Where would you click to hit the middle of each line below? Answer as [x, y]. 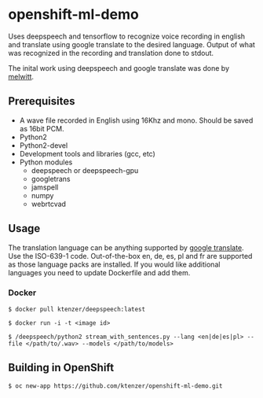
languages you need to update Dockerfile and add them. [99, 272]
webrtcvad [49, 204]
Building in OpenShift [61, 368]
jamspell [45, 187]
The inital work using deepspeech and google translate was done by [119, 68]
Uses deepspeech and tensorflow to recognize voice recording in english [127, 36]
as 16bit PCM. [42, 128]
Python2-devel [44, 145]
